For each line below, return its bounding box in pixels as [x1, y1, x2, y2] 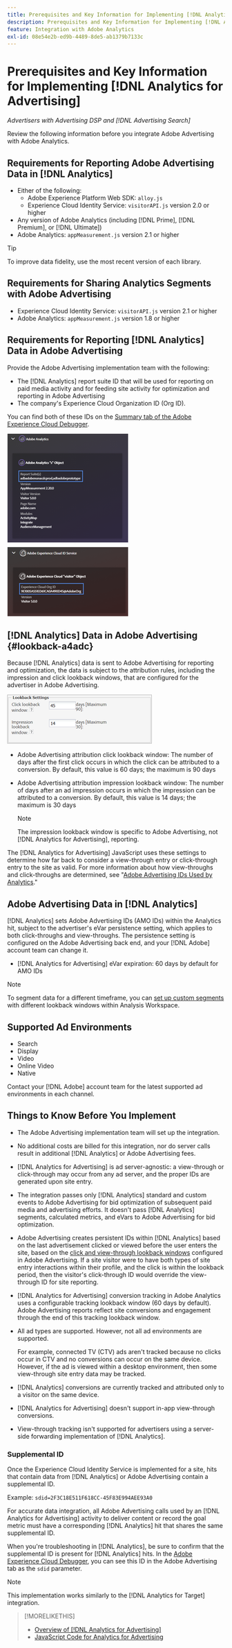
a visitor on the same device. [17, 1390, 99, 1398]
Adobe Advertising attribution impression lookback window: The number [17, 779, 224, 787]
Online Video [17, 1061, 55, 1070]
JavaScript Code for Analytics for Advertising [34, 1633, 164, 1641]
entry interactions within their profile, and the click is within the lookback [17, 1263, 224, 1272]
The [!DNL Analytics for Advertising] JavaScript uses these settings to [7, 849, 207, 857]
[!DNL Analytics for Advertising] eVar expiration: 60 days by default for [17, 960, 219, 968]
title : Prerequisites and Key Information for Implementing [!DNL [7, 11, 202, 18]
